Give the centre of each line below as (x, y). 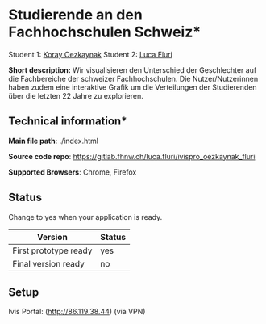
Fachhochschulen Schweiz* (105, 32)
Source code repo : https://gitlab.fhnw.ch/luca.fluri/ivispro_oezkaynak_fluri (132, 156)
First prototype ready (52, 250)
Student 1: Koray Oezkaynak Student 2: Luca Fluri (91, 54)
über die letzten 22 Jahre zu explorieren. (76, 95)
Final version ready (48, 263)
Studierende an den (75, 15)
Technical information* (68, 122)
